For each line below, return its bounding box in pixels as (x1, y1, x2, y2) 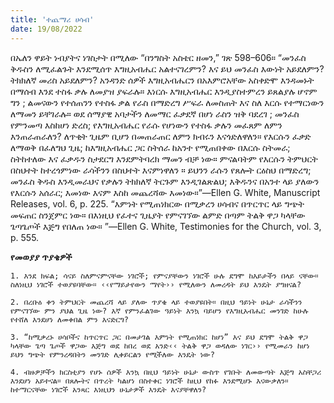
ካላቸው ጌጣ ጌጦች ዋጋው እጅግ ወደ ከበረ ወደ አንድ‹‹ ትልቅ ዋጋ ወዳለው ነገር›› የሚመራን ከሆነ (10, 341, 310, 351)
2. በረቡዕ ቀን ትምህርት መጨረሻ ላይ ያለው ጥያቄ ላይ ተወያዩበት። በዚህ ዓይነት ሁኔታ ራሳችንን (10, 297, 303, 307)
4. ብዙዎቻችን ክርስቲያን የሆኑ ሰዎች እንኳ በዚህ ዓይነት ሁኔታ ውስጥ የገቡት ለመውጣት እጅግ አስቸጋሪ (10, 367, 322, 377)
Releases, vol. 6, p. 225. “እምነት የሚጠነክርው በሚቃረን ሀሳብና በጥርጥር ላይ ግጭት (10, 197, 305, 210)
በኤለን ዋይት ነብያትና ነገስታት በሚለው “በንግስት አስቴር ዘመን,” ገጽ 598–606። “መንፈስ (10, 51, 307, 63)
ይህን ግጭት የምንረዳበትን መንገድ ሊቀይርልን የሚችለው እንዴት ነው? (10, 349, 215, 360)
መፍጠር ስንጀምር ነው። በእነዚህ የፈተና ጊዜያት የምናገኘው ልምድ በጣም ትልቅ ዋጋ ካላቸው (10, 209, 306, 221)
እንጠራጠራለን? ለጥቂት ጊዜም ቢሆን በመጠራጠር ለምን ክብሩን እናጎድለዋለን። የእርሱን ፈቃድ (10, 130, 312, 142)
